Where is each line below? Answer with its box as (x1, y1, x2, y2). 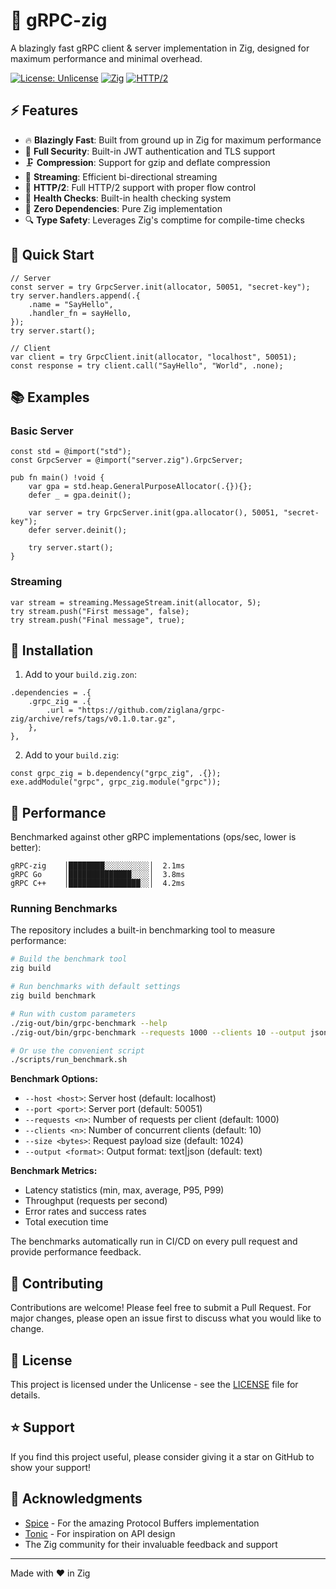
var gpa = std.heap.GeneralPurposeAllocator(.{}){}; (28, 482, 253, 492)
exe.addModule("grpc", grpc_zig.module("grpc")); (10, 777, 222, 788)
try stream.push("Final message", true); (10, 615, 186, 625)
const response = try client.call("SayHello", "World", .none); (10, 360, 284, 371)
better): (10, 842, 42, 854)
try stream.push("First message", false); (10, 606, 190, 616)
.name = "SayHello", (28, 299, 114, 309)
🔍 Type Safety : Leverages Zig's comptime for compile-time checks (24, 214, 305, 226)
